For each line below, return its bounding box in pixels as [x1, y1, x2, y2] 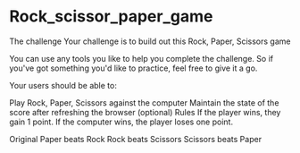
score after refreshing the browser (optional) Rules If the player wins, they [9, 106, 281, 117]
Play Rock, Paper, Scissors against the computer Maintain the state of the [9, 97, 279, 108]
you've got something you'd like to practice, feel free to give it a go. [9, 63, 258, 73]
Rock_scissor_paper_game [9, 6, 213, 27]
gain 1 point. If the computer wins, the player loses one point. [9, 116, 234, 127]
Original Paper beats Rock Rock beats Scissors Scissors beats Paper [9, 133, 262, 144]
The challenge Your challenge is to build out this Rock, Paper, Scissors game [9, 36, 291, 47]
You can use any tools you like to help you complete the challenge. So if [9, 53, 274, 64]
